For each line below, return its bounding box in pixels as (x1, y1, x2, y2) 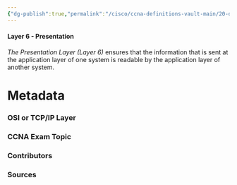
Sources (7, 169, 37, 179)
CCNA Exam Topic (7, 131, 72, 141)
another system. (7, 63, 55, 71)
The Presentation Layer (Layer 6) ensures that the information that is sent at (7, 47, 229, 56)
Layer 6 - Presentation (7, 32, 74, 41)
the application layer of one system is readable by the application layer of (7, 55, 221, 64)
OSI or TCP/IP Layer (7, 112, 76, 122)
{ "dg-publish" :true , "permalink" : (7, 10, 106, 18)
